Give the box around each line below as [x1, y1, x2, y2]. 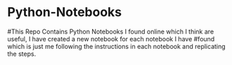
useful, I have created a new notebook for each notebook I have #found [7, 34, 215, 43]
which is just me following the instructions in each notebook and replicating [7, 42, 226, 50]
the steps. [7, 50, 37, 58]
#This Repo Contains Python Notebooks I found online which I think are [7, 27, 214, 36]
